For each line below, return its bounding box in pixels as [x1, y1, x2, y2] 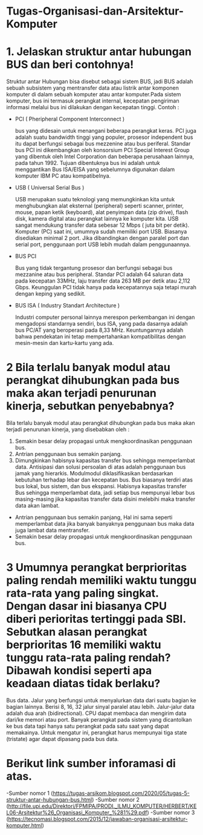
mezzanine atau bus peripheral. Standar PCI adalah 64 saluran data [14, 271, 184, 278]
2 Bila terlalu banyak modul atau [6, 361, 171, 374]
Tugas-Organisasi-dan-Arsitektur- [6, 4, 184, 18]
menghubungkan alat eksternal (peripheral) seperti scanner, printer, [14, 202, 184, 210]
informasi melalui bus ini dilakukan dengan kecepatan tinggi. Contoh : [6, 104, 179, 111]
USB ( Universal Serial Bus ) [14, 184, 85, 192]
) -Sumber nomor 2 [91, 796, 140, 803]
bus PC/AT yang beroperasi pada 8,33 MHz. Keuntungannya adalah [14, 326, 184, 334]
